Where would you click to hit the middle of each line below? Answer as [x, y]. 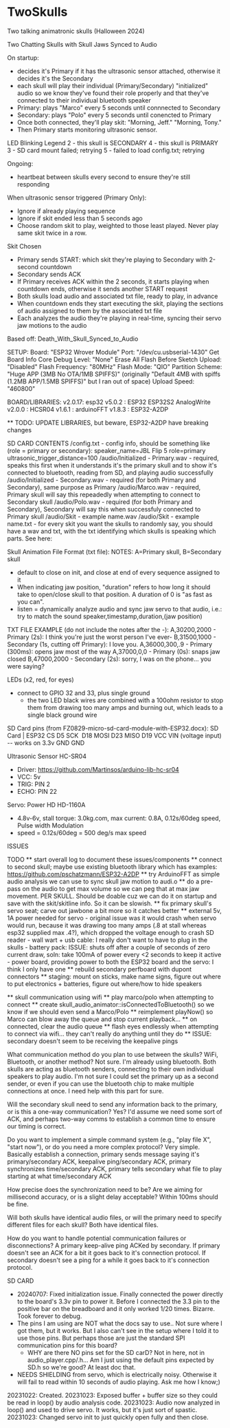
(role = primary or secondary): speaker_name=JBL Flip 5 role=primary [106, 450]
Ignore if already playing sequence [66, 211]
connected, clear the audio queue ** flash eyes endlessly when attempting [113, 1026]
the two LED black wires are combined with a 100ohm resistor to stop [125, 700]
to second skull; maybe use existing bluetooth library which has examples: [112, 867]
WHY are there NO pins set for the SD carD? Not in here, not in [116, 1352]
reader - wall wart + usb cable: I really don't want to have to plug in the [107, 940]
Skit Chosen [24, 246]
